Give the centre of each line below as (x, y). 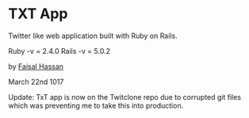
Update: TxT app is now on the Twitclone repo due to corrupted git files (125, 97)
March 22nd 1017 (36, 82)
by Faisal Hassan (36, 66)
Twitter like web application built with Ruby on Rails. (93, 36)
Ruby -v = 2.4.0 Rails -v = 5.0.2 (59, 51)
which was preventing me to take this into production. (96, 105)
